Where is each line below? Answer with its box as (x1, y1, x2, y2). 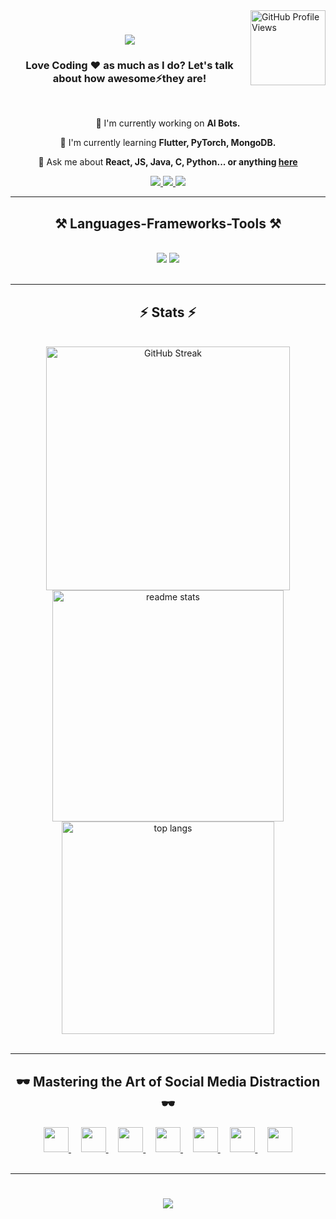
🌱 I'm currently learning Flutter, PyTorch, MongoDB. (59, 137, 277, 149)
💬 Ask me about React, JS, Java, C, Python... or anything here (38, 156, 298, 168)
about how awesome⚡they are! (52, 72, 207, 86)
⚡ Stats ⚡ (139, 304, 197, 321)
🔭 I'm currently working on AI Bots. (95, 117, 241, 129)
